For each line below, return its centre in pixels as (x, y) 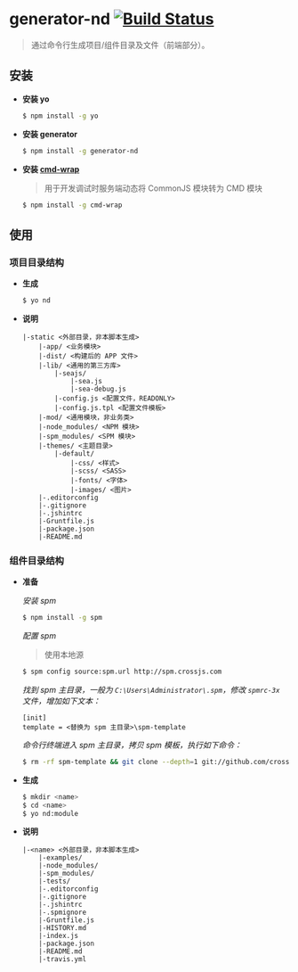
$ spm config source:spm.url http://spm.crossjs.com (122, 672)
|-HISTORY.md (63, 928)
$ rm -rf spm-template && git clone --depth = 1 (110, 762)
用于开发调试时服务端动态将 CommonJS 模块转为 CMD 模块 (153, 188)
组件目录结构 (37, 560)
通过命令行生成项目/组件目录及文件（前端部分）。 (120, 45)
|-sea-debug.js (98, 389)
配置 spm (39, 636)
